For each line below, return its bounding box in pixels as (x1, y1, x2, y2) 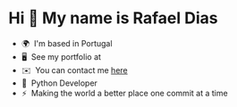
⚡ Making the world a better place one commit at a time (21, 87, 229, 98)
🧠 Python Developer (21, 78, 97, 88)
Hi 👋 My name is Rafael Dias (8, 8, 218, 29)
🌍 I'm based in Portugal (21, 37, 113, 48)
